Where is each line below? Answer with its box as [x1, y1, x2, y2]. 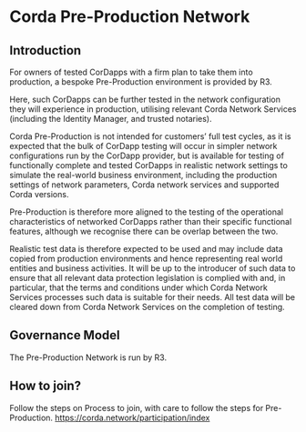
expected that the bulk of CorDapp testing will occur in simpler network [9, 141, 278, 151]
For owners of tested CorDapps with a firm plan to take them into [9, 66, 253, 77]
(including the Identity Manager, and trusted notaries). [9, 114, 212, 124]
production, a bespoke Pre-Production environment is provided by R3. [9, 76, 273, 87]
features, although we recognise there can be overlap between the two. [9, 226, 279, 236]
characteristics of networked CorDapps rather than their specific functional [9, 216, 292, 226]
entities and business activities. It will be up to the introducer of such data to [9, 263, 296, 274]
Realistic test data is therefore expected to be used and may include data [9, 244, 284, 254]
